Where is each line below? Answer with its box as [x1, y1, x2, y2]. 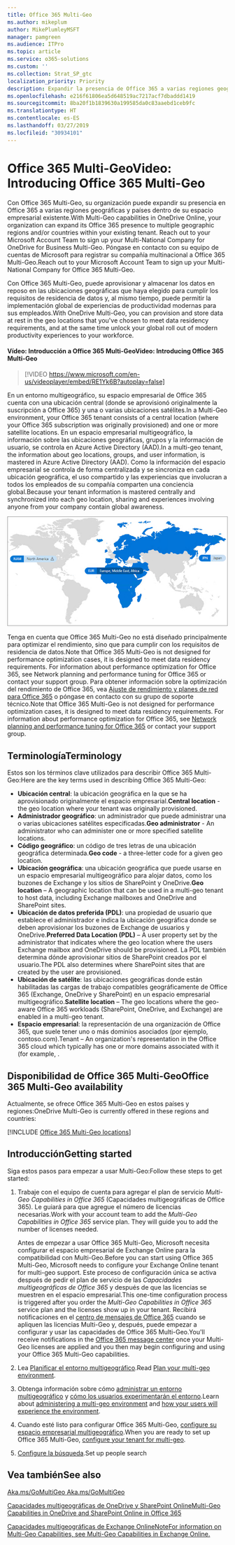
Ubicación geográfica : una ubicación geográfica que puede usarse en [17, 864, 222, 873]
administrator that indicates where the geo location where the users [17, 938, 213, 947]
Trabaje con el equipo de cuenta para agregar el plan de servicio [17, 1187, 204, 1196]
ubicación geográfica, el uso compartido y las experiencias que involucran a [7, 472, 227, 481]
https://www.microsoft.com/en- [48, 369, 141, 378]
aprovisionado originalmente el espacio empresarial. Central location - [17, 797, 220, 805]
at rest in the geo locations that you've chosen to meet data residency [7, 316, 209, 325]
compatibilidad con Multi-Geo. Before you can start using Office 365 [17, 1253, 213, 1262]
